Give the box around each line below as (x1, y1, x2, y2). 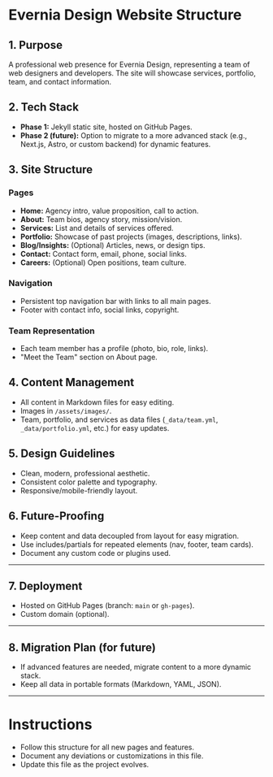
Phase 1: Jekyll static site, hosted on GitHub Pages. (19, 122, 193, 132)
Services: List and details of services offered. (19, 223, 174, 232)
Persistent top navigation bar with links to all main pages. (19, 296, 211, 306)
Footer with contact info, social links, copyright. (19, 305, 180, 315)
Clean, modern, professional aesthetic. (19, 468, 150, 478)
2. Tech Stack (8, 100, 80, 115)
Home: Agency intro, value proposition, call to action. (19, 206, 199, 215)
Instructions (8, 715, 93, 734)
